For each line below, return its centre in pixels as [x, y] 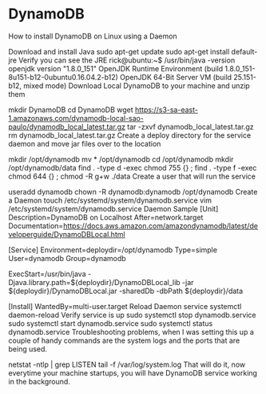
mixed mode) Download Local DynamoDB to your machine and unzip [137, 86]
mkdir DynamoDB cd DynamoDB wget [71, 110]
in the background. [39, 381]
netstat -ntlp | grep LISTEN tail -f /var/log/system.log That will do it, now [127, 364]
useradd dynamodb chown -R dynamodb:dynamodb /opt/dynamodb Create [133, 191]
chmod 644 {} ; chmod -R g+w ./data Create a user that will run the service [132, 176]
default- [244, 51]
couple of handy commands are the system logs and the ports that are [124, 340]
